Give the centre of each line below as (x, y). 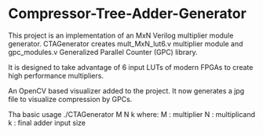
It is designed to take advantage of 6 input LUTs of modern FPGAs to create (131, 67)
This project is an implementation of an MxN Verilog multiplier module (121, 35)
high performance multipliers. (56, 75)
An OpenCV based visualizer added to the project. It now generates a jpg (126, 90)
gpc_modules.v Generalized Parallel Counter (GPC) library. (103, 52)
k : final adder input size (47, 122)
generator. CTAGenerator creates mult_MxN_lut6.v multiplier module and (126, 43)
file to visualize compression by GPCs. (70, 99)
